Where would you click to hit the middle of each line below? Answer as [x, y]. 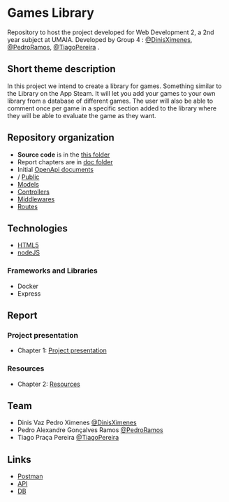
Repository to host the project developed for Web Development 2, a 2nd [111, 32]
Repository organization [61, 138]
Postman [30, 476]
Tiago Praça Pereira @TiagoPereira [68, 438]
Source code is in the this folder [64, 155]
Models [28, 184]
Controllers [34, 192]
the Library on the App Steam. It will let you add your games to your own [111, 93]
